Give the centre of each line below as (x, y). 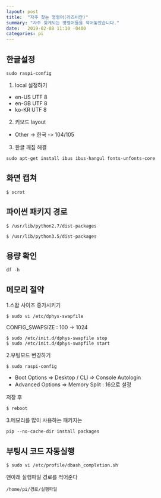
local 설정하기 (31, 85)
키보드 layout (30, 122)
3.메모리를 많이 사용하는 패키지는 (44, 420)
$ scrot (16, 192)
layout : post (22, 12)
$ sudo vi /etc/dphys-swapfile (45, 316)
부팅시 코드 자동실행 (40, 451)
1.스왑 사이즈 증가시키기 (34, 305)
